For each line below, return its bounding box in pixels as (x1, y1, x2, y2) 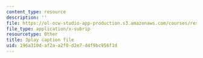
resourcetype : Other (6, 31, 59, 37)
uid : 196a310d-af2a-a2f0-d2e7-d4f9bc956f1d (6, 43, 118, 49)
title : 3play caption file (6, 37, 74, 43)
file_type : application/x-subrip (6, 25, 91, 32)
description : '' (6, 14, 47, 21)
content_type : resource (6, 8, 66, 15)
